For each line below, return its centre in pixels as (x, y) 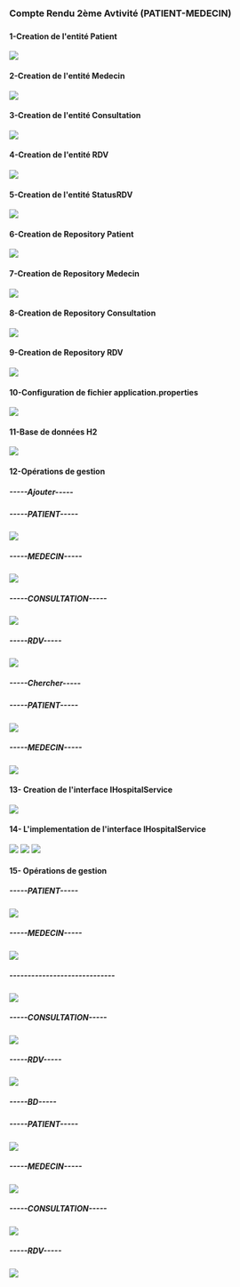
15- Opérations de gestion (58, 870)
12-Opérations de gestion (57, 472)
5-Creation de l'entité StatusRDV (71, 195)
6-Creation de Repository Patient (72, 234)
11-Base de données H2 (53, 432)
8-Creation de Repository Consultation (83, 313)
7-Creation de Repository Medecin (74, 274)
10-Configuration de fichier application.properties (104, 392)
